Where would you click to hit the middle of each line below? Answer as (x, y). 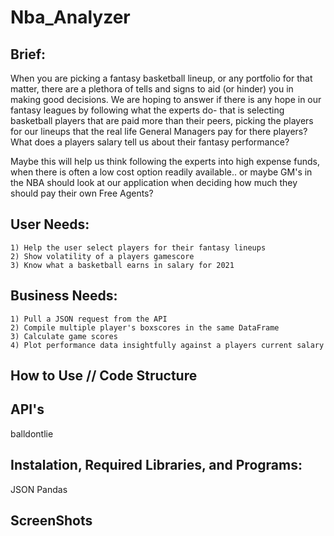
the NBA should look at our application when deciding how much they (154, 182)
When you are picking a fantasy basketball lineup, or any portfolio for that (161, 78)
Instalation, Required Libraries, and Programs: (156, 465)
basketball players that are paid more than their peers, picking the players (162, 120)
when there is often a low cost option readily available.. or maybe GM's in (161, 172)
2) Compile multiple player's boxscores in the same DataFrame (145, 327)
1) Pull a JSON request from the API (89, 319)
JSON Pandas (39, 489)
